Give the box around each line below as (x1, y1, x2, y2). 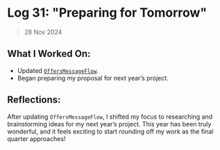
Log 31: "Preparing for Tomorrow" (7, 5, 208, 21)
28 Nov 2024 (24, 28, 62, 36)
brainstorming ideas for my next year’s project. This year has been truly (7, 119, 212, 128)
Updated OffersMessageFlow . (17, 66, 99, 74)
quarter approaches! (7, 134, 66, 143)
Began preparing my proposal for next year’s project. (17, 74, 169, 82)
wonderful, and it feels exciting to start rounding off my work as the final (7, 127, 214, 135)
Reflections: (7, 94, 61, 106)
